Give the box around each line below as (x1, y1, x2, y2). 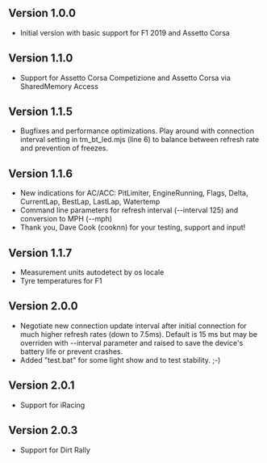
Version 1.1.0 (8, 52, 73, 65)
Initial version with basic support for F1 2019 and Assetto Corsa (19, 27, 230, 37)
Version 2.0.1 (8, 379, 75, 393)
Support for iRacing (19, 400, 86, 410)
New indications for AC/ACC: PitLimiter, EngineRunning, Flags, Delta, (19, 188, 248, 198)
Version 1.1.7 (8, 246, 73, 259)
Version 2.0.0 (8, 299, 78, 314)
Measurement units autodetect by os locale (19, 267, 165, 277)
